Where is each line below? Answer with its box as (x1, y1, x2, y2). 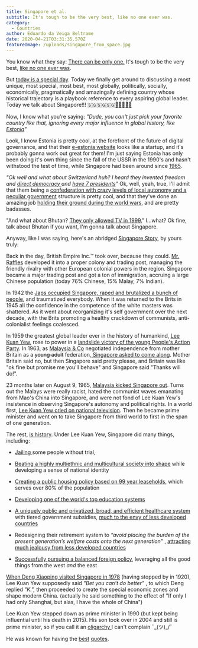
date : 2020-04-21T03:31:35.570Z (6, 36, 86, 42)
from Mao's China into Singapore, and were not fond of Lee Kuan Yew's (6, 394, 181, 401)
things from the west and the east (14, 561, 98, 568)
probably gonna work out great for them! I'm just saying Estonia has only (6, 150, 183, 157)
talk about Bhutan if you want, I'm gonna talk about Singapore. (6, 223, 158, 230)
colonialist (6, 320, 31, 328)
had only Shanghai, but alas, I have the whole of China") (6, 598, 143, 605)
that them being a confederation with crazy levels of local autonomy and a (6, 186, 187, 193)
